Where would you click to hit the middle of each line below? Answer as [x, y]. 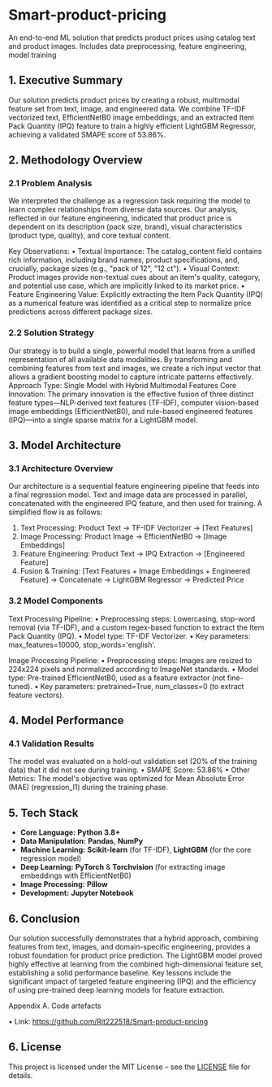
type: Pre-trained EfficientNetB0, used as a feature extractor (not [117, 678]
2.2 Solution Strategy [52, 333]
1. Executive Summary [66, 80]
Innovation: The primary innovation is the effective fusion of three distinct [131, 394]
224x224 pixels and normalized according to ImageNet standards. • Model [134, 669]
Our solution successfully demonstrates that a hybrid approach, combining [134, 938]
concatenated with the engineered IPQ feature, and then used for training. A [135, 504]
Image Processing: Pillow [64, 884]
